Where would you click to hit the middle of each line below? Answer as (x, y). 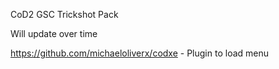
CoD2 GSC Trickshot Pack (64, 14)
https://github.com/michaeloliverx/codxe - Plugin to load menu (140, 53)
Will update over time (54, 33)
